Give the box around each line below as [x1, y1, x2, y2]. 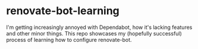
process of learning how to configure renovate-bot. [6, 36, 132, 43]
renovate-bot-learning [6, 4, 120, 18]
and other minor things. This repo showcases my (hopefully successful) [6, 30, 183, 37]
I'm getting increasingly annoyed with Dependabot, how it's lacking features [6, 24, 193, 31]
